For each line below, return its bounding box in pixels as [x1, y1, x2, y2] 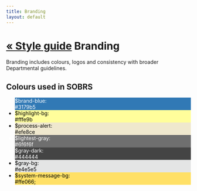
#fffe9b [14, 116, 33, 123]
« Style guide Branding [6, 39, 120, 53]
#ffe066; [14, 178, 36, 185]
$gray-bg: [14, 159, 39, 167]
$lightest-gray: [14, 135, 51, 142]
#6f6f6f [14, 141, 34, 148]
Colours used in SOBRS [6, 81, 93, 91]
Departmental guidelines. [6, 65, 67, 72]
